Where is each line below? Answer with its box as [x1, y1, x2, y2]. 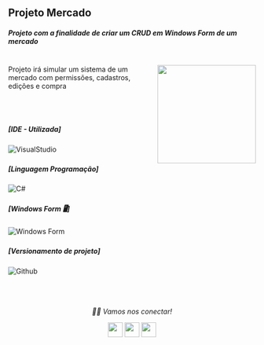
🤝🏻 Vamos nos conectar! [91, 306, 173, 316]
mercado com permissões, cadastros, [8, 73, 131, 83]
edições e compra [8, 82, 67, 91]
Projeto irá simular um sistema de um [8, 64, 128, 74]
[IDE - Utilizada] [8, 125, 61, 134]
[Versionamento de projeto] [8, 247, 101, 256]
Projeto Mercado [8, 6, 92, 20]
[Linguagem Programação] [8, 164, 99, 174]
